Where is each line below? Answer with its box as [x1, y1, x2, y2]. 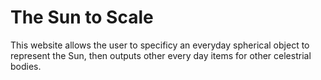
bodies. [10, 60, 42, 72]
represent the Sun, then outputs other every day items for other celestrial [10, 49, 312, 61]
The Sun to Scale [10, 6, 154, 29]
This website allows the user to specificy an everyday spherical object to [10, 39, 310, 51]
